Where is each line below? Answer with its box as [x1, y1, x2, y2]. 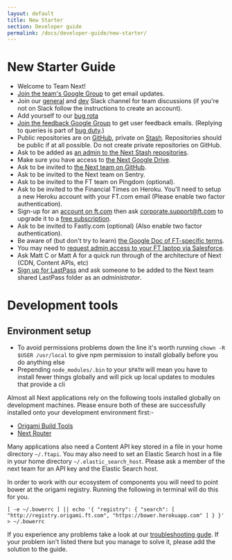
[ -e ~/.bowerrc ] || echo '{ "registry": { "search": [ [7, 506, 175, 513]
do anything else [17, 358, 65, 367]
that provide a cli [17, 380, 66, 388]
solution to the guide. [7, 545, 68, 554]
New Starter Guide [7, 60, 116, 75]
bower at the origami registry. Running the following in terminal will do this [7, 485, 219, 494]
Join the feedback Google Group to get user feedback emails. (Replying [17, 119, 223, 127]
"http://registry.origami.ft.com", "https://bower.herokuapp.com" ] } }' [7, 512, 225, 519]
